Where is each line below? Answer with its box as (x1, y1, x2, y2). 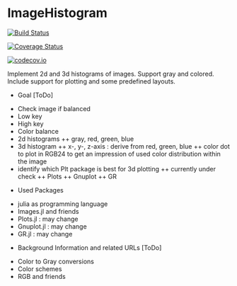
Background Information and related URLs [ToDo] (17, 243, 162, 252)
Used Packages (17, 185, 64, 194)
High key (17, 119, 44, 128)
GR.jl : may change (17, 229, 73, 238)
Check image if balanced (17, 104, 91, 113)
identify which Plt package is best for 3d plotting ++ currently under (17, 164, 216, 173)
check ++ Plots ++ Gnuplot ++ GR (17, 172, 117, 181)
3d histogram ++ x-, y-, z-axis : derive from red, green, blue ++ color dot (17, 142, 230, 150)
